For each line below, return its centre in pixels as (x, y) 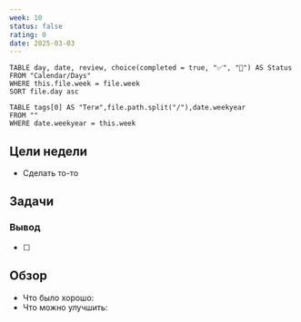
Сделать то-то (50, 173)
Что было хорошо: (58, 298)
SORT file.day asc (44, 92)
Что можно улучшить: (65, 307)
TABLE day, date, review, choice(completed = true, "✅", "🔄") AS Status (151, 68)
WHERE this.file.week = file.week (75, 84)
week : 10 (26, 18)
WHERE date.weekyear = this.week (73, 123)
